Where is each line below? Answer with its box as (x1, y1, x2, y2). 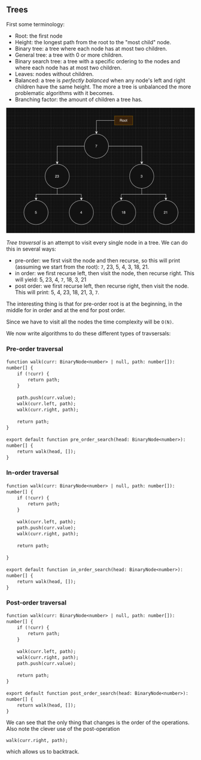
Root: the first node (14, 32, 63, 39)
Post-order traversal (6, 598, 67, 606)
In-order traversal (6, 469, 59, 477)
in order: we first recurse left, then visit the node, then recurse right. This (14, 269, 194, 277)
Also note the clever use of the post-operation (6, 725, 120, 732)
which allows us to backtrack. (6, 747, 80, 755)
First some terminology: (6, 20, 65, 28)
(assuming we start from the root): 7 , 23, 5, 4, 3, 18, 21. (14, 263, 150, 270)
